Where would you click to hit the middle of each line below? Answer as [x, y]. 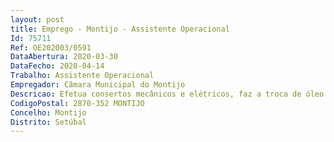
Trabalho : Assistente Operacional [82, 76]
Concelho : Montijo [48, 112]
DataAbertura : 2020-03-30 [64, 57]
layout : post [37, 19]
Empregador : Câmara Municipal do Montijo [98, 85]
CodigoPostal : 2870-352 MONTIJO [77, 103]
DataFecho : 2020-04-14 [57, 66]
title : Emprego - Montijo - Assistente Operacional [120, 29]
